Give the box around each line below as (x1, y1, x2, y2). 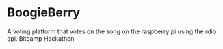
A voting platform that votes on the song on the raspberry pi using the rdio (7, 27, 217, 35)
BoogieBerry (7, 5, 81, 20)
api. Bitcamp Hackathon (7, 34, 75, 42)
